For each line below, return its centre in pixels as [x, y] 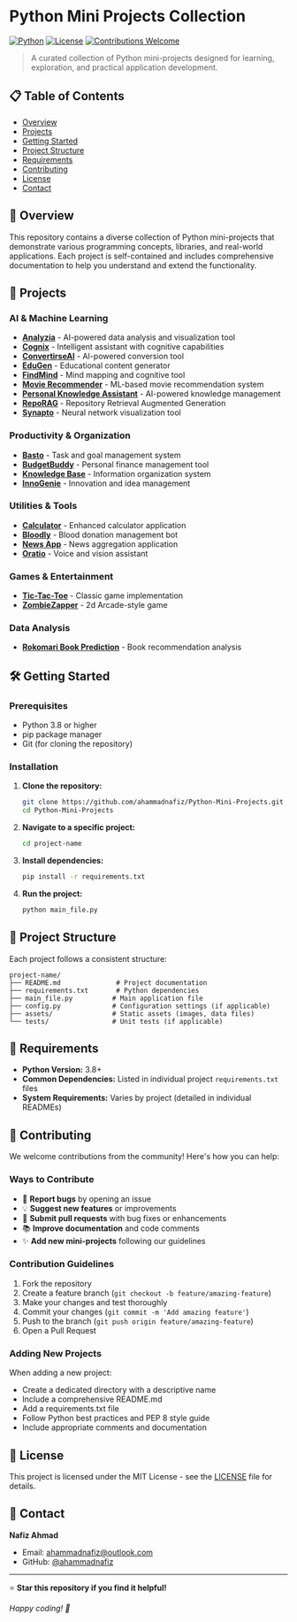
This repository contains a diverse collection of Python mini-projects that [142, 237]
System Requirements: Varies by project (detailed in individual [137, 1098]
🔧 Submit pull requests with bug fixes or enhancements [124, 1218]
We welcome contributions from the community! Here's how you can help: [145, 1157]
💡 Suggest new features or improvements [99, 1208]
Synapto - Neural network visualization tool [101, 412]
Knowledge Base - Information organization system [116, 473]
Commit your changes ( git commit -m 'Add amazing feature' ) [135, 1311]
